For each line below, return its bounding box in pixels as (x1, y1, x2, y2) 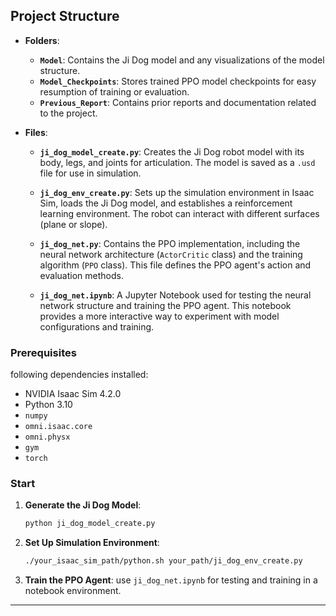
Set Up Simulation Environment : (24, 537, 160, 549)
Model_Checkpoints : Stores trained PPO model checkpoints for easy (39, 75, 317, 87)
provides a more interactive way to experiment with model (39, 310, 280, 322)
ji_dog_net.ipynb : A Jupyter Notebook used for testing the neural (39, 289, 312, 301)
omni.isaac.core (24, 422, 93, 432)
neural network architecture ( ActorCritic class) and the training (39, 248, 303, 260)
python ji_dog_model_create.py (24, 519, 156, 529)
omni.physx (24, 432, 71, 443)
